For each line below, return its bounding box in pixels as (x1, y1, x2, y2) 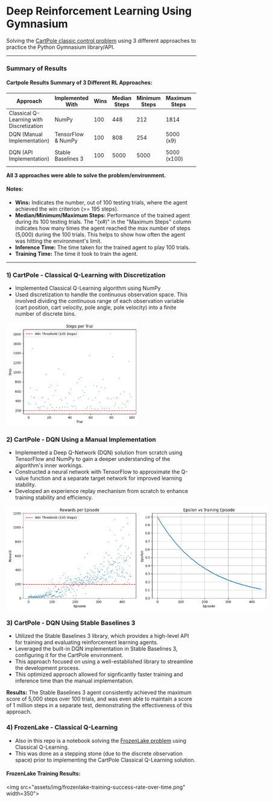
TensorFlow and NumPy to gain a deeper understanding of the (14, 456, 171, 463)
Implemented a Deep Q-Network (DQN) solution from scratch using (14, 449, 183, 456)
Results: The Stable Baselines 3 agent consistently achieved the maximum (6, 689, 192, 696)
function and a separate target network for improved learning (30, 475, 183, 482)
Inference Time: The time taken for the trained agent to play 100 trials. (14, 244, 190, 251)
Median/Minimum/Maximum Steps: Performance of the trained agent (14, 212, 190, 219)
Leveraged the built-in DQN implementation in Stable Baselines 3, (14, 645, 178, 652)
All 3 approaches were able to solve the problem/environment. (6, 171, 166, 179)
